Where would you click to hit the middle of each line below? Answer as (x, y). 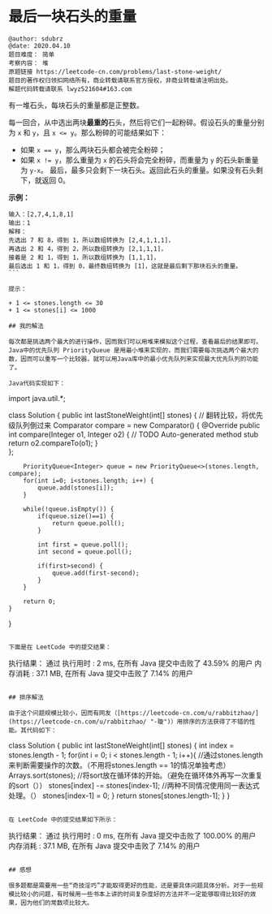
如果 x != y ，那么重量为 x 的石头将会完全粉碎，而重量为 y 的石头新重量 (139, 160)
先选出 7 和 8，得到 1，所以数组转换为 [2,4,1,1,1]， (91, 240)
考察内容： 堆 (28, 63)
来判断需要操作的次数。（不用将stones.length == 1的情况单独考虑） (119, 765)
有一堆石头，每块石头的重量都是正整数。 (76, 105)
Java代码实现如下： (37, 383)
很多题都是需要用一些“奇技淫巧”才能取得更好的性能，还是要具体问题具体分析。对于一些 (133, 886)
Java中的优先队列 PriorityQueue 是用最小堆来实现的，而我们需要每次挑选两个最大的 (134, 350)
